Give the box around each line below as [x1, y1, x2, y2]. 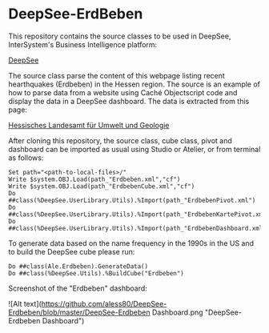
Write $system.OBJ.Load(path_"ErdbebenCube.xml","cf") [8, 182, 195, 191]
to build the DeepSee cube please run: [8, 247, 135, 256]
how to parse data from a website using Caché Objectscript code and [8, 87, 238, 97]
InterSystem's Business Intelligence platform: [8, 39, 158, 49]
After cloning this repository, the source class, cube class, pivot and [8, 135, 232, 145]
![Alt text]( [8, 299, 42, 308]
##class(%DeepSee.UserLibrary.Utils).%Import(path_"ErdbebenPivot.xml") [8, 196, 256, 204]
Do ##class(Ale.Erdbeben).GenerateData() [8, 262, 149, 271]
